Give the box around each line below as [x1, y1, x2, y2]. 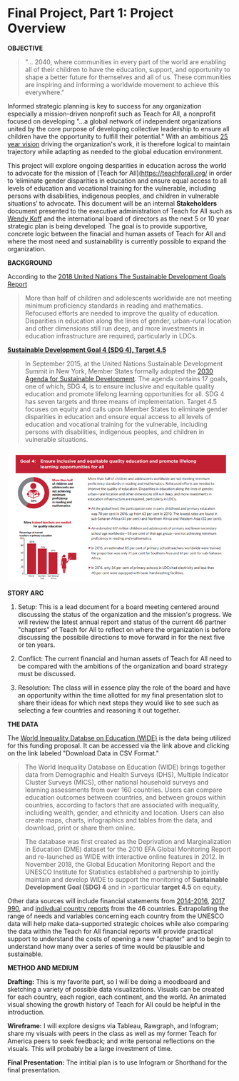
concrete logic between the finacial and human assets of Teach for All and [7, 229, 226, 238]
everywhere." [24, 88, 65, 96]
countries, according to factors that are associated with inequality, [24, 800, 220, 809]
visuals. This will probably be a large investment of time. [7, 1044, 173, 1052]
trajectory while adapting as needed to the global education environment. [7, 147, 223, 156]
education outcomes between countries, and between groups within [24, 793, 226, 801]
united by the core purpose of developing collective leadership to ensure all [7, 124, 230, 133]
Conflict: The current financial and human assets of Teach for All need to [17, 654, 232, 663]
